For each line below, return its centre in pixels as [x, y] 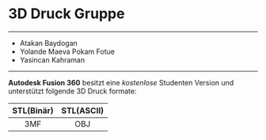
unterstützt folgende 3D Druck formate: [72, 91]
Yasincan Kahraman [52, 59]
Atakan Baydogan [48, 43]
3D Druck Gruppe [66, 14]
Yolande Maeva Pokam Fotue [67, 51]
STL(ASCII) [83, 110]
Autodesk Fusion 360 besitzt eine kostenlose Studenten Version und [121, 82]
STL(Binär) [33, 110]
